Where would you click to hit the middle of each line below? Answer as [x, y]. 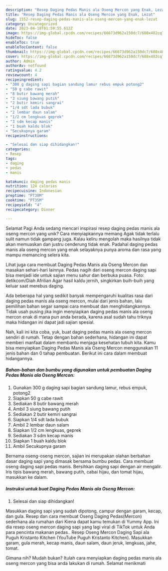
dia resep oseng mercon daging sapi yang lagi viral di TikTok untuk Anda [80, 527]
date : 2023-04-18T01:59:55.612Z [39, 29]
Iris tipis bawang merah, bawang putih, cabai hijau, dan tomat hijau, [75, 472]
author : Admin [20, 61]
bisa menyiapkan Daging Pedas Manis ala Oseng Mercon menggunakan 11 [82, 348]
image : [12, 33]
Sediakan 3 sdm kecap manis [43, 436]
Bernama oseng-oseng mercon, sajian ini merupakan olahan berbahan [78, 456]
